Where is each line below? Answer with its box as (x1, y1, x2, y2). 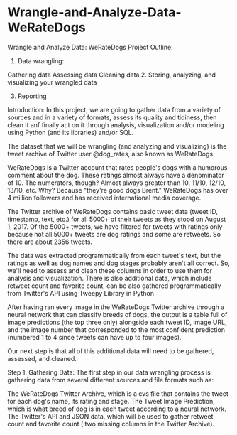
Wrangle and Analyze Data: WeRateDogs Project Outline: (7, 43, 173, 51)
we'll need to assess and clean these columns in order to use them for (7, 266, 213, 274)
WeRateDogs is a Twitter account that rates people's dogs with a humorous (7, 163, 228, 171)
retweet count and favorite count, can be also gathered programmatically (7, 281, 221, 290)
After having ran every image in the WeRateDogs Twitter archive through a (7, 303, 225, 311)
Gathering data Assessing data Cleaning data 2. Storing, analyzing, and (7, 70, 216, 79)
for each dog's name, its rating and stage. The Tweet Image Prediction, (7, 397, 215, 405)
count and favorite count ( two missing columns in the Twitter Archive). (7, 419, 215, 428)
